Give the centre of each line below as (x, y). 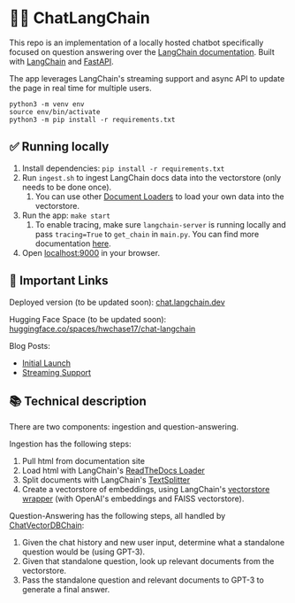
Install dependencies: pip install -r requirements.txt (123, 168)
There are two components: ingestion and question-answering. (124, 427)
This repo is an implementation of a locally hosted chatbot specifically (136, 43)
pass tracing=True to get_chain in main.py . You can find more (147, 234)
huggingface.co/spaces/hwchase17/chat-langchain (102, 329)
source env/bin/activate (55, 112)
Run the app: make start (66, 215)
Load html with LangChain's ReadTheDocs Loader (113, 471)
